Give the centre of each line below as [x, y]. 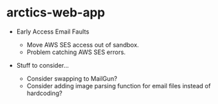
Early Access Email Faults [53, 31]
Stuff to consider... [43, 65]
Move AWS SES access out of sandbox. [83, 44]
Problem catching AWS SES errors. [76, 52]
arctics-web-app [56, 13]
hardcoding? [44, 93]
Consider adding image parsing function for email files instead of [119, 86]
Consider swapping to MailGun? [72, 78]
